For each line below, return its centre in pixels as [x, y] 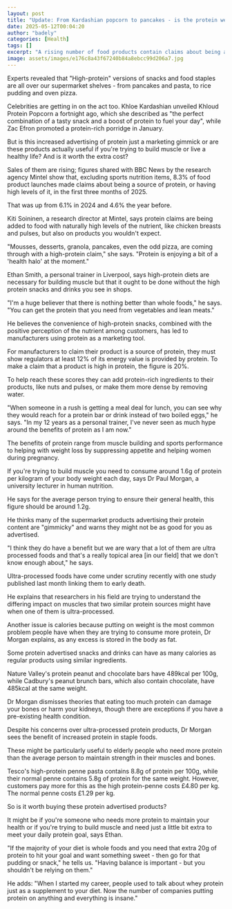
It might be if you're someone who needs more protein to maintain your [108, 820]
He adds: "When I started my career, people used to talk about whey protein [115, 883]
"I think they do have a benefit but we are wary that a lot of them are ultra [112, 548]
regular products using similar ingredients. [67, 660]
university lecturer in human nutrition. [60, 486]
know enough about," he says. [50, 562]
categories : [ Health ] [38, 39]
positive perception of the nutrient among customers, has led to [98, 331]
